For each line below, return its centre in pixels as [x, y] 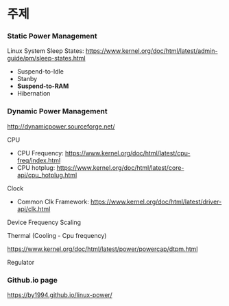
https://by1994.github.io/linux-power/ [60, 295]
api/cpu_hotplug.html [47, 175]
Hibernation [34, 94]
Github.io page [33, 280]
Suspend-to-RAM [43, 86]
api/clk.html [34, 209]
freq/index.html [39, 160]
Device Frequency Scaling [44, 222]
